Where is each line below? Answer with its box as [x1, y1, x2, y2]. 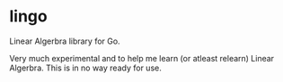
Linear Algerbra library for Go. [9, 36, 120, 46]
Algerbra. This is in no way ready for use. [9, 62, 162, 73]
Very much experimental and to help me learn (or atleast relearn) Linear [9, 53, 275, 63]
